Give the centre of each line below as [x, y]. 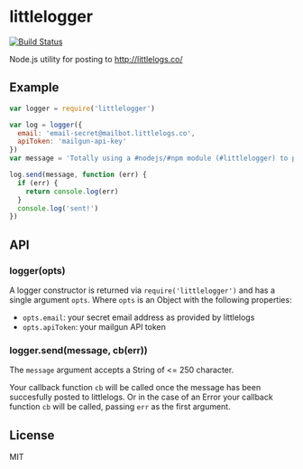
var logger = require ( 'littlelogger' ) [82, 108]
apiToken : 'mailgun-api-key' [72, 142]
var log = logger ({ [46, 125]
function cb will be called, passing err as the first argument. [120, 407]
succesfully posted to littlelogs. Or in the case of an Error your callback [141, 397]
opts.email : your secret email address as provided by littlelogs [138, 317]
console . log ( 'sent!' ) [58, 208]
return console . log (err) [72, 192]
